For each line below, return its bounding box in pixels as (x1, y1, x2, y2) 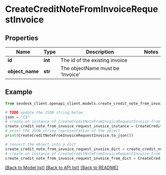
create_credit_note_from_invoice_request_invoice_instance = (5, 124, 134, 129)
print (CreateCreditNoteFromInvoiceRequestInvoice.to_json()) (5, 133, 134, 138)
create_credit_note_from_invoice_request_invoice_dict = (5, 146, 125, 152)
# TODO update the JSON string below (5, 110, 83, 115)
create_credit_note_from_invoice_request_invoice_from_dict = (5, 156, 136, 161)
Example (5, 88, 33, 96)
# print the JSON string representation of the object (5, 128, 121, 133)
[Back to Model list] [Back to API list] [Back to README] (5, 165, 119, 171)
